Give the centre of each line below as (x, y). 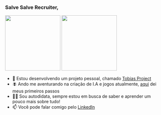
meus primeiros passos (36, 91)
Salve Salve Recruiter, (32, 7)
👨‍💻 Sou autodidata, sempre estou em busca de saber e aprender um (81, 96)
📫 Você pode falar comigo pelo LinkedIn (54, 107)
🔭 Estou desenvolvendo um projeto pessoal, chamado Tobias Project (81, 79)
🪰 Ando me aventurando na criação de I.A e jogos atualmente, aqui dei (84, 84)
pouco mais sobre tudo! (36, 102)
